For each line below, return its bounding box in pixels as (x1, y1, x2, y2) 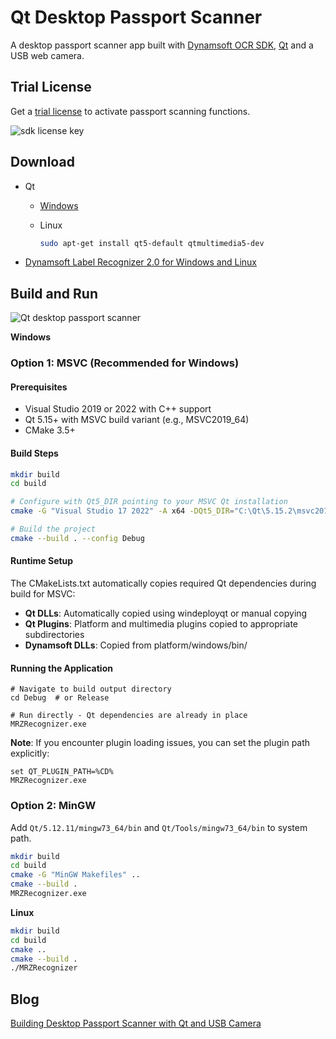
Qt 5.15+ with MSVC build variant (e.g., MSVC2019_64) (24, 414, 250, 426)
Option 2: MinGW (10, 799, 97, 813)
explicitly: (10, 747, 50, 760)
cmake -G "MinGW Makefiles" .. (10, 870, 141, 880)
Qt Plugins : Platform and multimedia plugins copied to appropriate (24, 618, 298, 630)
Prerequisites (10, 381, 68, 393)
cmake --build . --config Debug (10, 533, 145, 543)
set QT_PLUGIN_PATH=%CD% (10, 767, 114, 777)
